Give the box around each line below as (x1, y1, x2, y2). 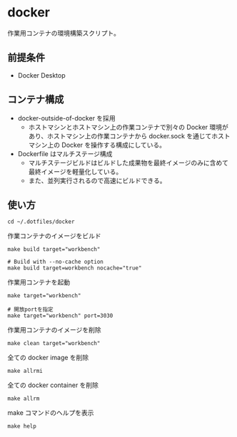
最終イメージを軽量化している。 (28, 167, 123, 175)
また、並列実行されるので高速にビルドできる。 (28, 176, 166, 185)
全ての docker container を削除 (7, 381, 99, 389)
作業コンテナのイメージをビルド (7, 232, 101, 240)
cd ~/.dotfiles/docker (7, 218, 75, 225)
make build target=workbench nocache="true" (7, 264, 142, 272)
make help (7, 423, 37, 430)
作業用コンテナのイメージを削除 (7, 326, 101, 334)
